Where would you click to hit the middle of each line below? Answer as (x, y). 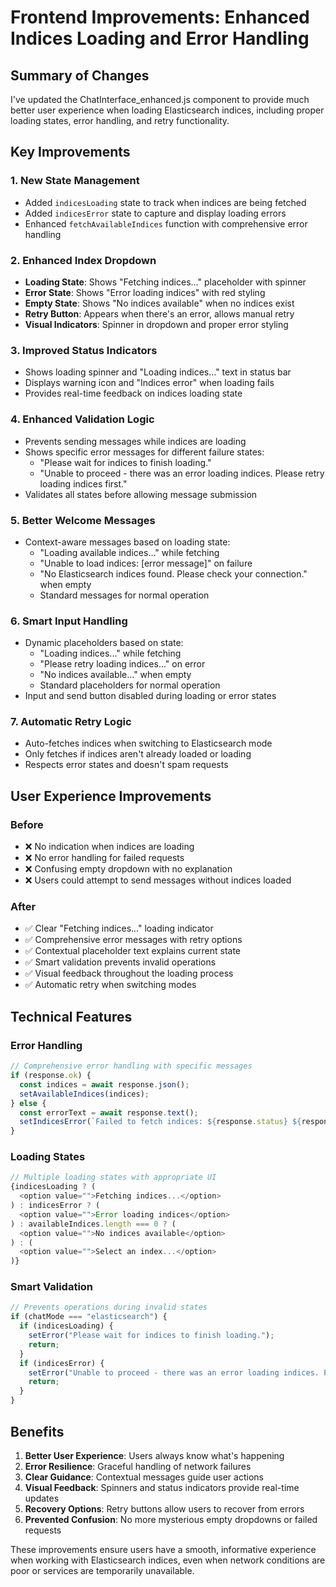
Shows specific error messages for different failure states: (144, 452)
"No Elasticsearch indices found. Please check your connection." (173, 573)
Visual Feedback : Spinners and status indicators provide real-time (162, 1487)
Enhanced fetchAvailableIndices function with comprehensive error (166, 223)
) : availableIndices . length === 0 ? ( (93, 1224)
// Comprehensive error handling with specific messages (131, 1066)
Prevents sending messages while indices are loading (135, 441)
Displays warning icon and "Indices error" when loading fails (149, 383)
